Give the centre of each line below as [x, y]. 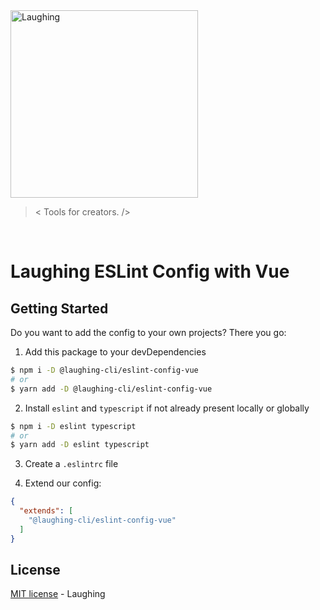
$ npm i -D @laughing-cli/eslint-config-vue [104, 370]
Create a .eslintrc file [71, 464]
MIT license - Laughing [58, 594]
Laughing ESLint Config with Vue [150, 271]
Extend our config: [63, 483]
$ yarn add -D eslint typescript [80, 445]
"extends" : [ [46, 511]
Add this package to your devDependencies [115, 352]
